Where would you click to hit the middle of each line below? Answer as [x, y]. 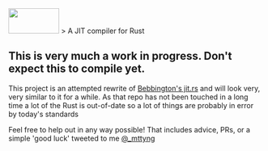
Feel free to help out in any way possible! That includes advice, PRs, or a [130, 129]
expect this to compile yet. [77, 69]
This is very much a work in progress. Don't [120, 56]
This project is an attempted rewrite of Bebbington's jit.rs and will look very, [134, 88]
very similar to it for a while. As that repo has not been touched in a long [128, 97]
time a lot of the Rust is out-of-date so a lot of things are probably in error [131, 105]
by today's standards [44, 114]
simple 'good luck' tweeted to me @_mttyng [82, 138]
